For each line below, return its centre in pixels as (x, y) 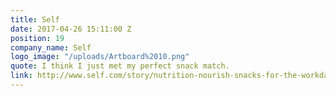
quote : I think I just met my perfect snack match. (120, 66)
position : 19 (37, 38)
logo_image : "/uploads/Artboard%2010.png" (100, 57)
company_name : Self (51, 47)
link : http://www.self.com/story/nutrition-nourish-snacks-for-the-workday (171, 76)
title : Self (35, 19)
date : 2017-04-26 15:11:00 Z (71, 29)
